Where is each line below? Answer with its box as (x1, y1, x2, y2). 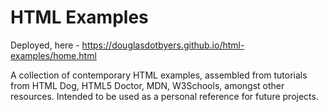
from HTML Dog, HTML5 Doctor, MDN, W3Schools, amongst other (10, 79, 285, 91)
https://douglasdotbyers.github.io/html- (81, 39, 245, 51)
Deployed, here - (10, 39, 80, 51)
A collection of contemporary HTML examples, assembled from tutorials (10, 69, 308, 81)
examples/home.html (10, 49, 97, 61)
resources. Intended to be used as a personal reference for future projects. (10, 90, 319, 102)
